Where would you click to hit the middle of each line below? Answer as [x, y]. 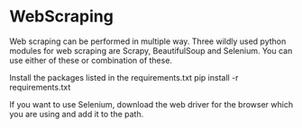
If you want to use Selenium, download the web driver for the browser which [151, 104]
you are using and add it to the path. [77, 114]
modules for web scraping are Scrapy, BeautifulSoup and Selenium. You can [151, 50]
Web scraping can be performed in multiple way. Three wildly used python [148, 41]
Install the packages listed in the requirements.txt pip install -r [124, 77]
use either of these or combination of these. [91, 60]
